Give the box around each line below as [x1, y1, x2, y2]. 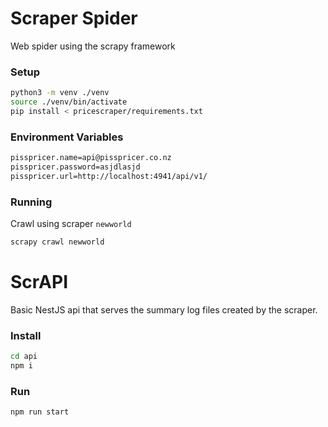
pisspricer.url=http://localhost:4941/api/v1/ [10, 171, 208, 181]
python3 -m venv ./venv [10, 88, 110, 98]
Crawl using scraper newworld [10, 218, 132, 230]
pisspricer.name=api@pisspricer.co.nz [10, 153, 172, 163]
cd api [10, 352, 38, 362]
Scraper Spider [10, 7, 138, 30]
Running [10, 195, 53, 209]
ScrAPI [10, 271, 69, 294]
